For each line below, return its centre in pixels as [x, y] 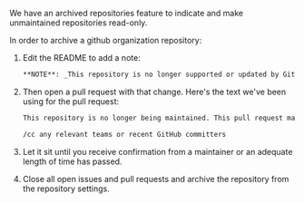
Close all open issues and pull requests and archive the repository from [156, 179]
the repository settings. [66, 188]
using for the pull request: [71, 101]
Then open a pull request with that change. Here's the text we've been [154, 92]
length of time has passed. [72, 161]
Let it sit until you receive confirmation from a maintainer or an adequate [157, 151]
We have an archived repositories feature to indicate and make [126, 13]
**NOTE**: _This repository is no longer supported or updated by [151, 74]
